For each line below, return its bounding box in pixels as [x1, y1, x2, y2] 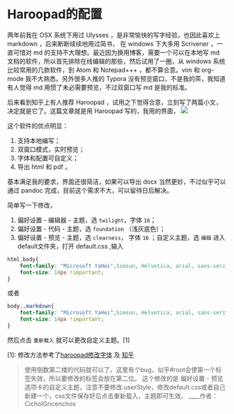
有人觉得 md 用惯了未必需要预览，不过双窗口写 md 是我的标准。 [7, 83, 192, 91]
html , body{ [7, 256, 39, 263]
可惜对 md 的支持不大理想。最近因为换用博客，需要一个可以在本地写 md [13, 48, 220, 57]
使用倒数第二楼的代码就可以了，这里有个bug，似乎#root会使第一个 [24, 365, 216, 374]
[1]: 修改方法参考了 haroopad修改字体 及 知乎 [7, 350, 134, 359]
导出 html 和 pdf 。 [17, 162, 72, 171]
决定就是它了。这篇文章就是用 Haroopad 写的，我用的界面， [7, 106, 180, 115]
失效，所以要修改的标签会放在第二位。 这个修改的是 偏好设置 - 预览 [30, 374, 224, 383]
